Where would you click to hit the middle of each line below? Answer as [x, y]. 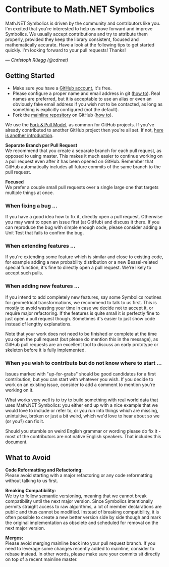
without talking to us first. [32, 481]
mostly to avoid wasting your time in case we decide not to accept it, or [79, 308]
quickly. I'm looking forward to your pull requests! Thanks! [66, 50]
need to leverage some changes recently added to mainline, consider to [80, 548]
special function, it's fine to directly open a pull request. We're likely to [78, 268]
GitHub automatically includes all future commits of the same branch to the [83, 167]
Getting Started [30, 76]
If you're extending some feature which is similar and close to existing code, [84, 257]
